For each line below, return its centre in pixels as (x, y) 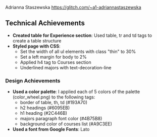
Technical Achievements (45, 23)
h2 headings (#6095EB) (45, 108)
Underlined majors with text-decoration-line (66, 67)
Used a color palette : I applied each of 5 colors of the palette (76, 92)
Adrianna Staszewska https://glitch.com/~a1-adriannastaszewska (73, 7)
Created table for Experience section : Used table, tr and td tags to (82, 35)
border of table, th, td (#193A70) (54, 103)
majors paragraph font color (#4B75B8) (61, 119)
